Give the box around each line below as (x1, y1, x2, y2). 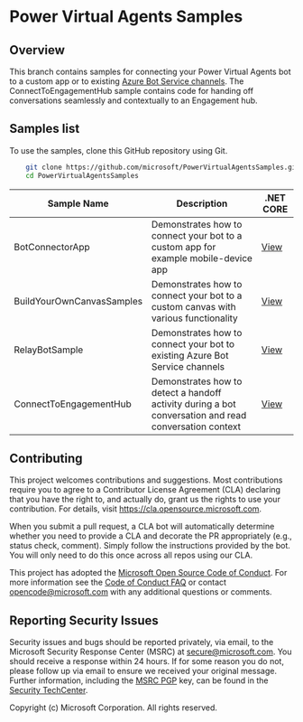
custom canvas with (151, 300, 236, 313)
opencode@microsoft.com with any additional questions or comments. (9, 586, 272, 597)
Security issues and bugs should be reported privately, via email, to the (9, 637, 274, 648)
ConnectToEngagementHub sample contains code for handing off (9, 86, 254, 96)
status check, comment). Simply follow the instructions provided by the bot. (9, 540, 291, 551)
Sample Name (47, 197, 110, 210)
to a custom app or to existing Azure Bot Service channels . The (9, 76, 244, 87)
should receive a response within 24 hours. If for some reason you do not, (9, 656, 284, 667)
